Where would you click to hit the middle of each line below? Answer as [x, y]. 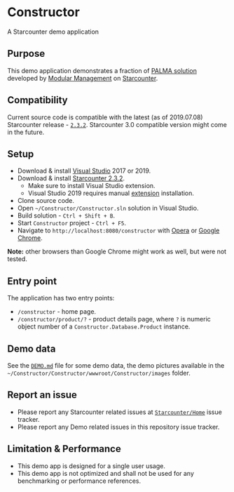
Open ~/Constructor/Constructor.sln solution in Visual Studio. [108, 208]
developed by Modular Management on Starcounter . [83, 78]
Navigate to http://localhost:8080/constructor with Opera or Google [118, 231]
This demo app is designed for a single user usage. [91, 466]
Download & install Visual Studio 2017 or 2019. [84, 171]
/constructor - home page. [57, 312]
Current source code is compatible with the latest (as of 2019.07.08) [105, 117]
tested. [18, 259]
